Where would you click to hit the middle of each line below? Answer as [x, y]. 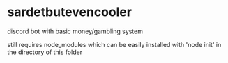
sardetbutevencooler [70, 12]
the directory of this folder [45, 52]
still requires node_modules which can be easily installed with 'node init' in [114, 44]
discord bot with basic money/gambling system [75, 31]
